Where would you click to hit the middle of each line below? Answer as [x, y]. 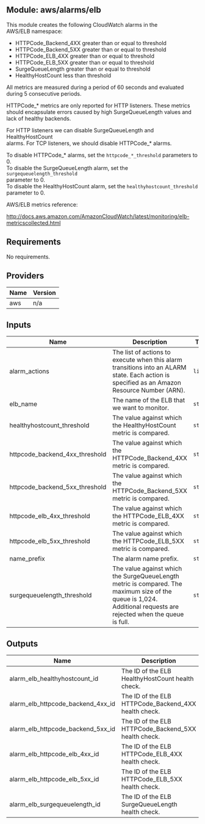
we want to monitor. [141, 408]
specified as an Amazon [146, 383]
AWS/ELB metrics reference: [42, 204]
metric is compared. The [147, 584]
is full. [120, 622]
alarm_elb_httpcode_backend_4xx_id [63, 704]
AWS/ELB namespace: [34, 31]
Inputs [19, 325]
